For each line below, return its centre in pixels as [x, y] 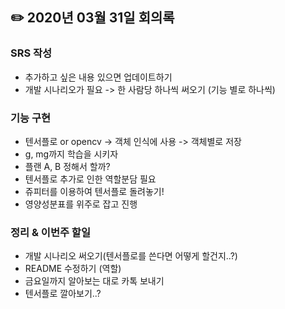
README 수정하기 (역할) [73, 269]
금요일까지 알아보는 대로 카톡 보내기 [94, 281]
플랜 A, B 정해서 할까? [67, 166]
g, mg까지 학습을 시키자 [71, 154]
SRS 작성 [31, 53]
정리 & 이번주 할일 [50, 232]
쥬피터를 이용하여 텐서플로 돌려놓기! [94, 191]
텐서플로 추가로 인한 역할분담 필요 [90, 179]
